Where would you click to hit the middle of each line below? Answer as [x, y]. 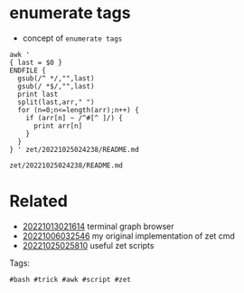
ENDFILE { [28, 71]
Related [38, 201]
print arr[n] [58, 126]
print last [38, 94]
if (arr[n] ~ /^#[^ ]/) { [75, 118]
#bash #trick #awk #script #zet [70, 279]
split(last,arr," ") [56, 102]
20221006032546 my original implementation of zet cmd [128, 236]
